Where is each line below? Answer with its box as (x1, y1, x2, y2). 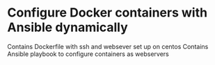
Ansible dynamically (7, 19, 129, 35)
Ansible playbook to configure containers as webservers (7, 50, 169, 58)
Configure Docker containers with (7, 5, 207, 21)
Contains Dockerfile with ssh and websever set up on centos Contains (7, 42, 209, 50)
